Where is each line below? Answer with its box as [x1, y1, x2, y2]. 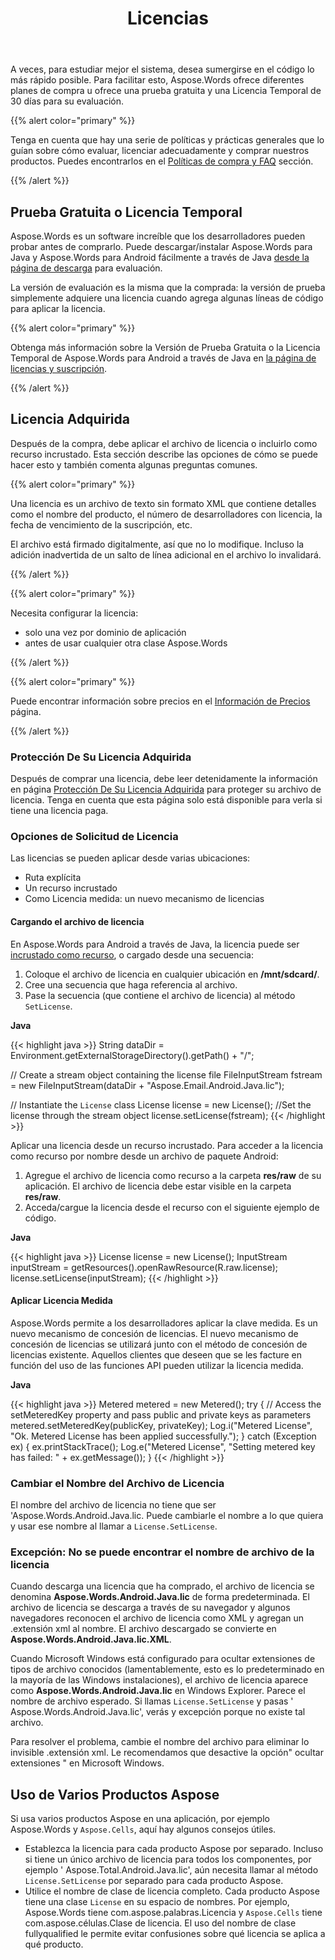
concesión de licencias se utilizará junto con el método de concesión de [10, 1338, 308, 1350]
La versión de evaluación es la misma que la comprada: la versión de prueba [10, 282, 326, 293]
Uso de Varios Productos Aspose [10, 1786, 220, 1803]
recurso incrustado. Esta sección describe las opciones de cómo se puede [10, 448, 318, 460]
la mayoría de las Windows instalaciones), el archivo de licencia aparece [10, 1674, 309, 1686]
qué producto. [24, 1938, 84, 1951]
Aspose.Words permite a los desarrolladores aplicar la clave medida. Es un [10, 1317, 318, 1329]
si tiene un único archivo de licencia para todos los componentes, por [24, 1853, 312, 1866]
